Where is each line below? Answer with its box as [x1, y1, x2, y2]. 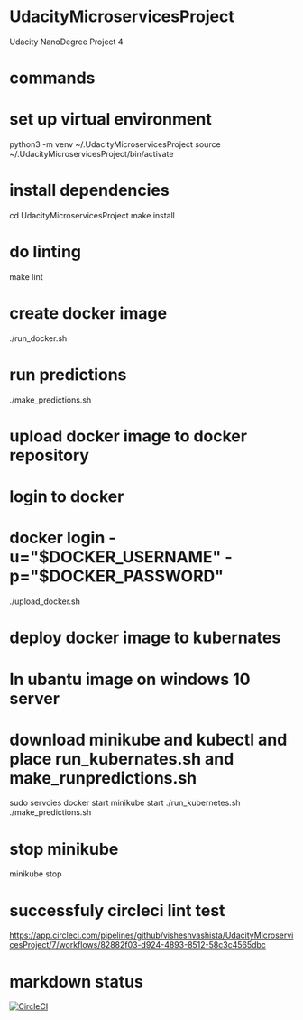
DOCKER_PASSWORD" [49, 566, 224, 587]
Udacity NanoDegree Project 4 [9, 36, 124, 47]
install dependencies [9, 181, 170, 200]
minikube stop [9, 868, 62, 879]
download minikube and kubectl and [9, 729, 288, 750]
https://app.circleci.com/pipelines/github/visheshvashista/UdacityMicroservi [9, 930, 294, 941]
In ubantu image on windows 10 [9, 669, 251, 690]
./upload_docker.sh [9, 596, 81, 607]
